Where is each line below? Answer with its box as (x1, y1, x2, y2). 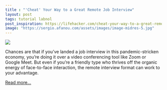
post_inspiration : (5, 21, 43, 26)
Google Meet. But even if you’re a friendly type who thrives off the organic (5, 59, 158, 65)
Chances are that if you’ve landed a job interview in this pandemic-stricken (5, 49, 159, 55)
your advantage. (5, 70, 39, 76)
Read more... (5, 80, 31, 86)
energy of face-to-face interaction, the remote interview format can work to (5, 65, 160, 71)
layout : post (5, 12, 32, 17)
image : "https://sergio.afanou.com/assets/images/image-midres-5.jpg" (5, 26, 155, 31)
